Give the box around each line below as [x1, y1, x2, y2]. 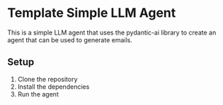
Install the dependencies [17, 82, 90, 91]
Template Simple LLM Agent [7, 5, 176, 21]
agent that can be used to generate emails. [7, 35, 132, 44]
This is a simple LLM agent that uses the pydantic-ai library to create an [7, 28, 217, 37]
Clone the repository [17, 75, 78, 83]
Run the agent [17, 89, 59, 98]
